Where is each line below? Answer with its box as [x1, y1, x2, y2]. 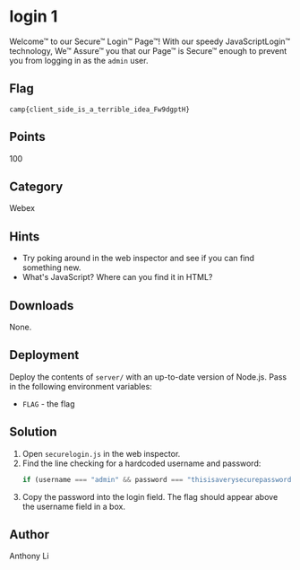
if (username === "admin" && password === [21, 475, 184, 484]
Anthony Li [9, 550, 49, 562]
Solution [9, 425, 57, 440]
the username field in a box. [21, 501, 125, 512]
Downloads [9, 298, 74, 313]
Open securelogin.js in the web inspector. [21, 448, 181, 459]
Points [9, 129, 47, 145]
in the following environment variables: [9, 381, 152, 391]
